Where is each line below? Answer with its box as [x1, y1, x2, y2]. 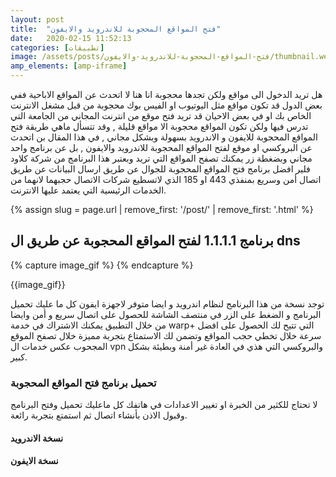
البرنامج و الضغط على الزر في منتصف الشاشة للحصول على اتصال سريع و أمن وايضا [10, 308, 322, 320]
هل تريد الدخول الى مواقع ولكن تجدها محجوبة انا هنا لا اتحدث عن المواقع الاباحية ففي [10, 89, 323, 100]
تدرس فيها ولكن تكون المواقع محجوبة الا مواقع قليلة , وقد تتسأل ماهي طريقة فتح [10, 121, 309, 132]
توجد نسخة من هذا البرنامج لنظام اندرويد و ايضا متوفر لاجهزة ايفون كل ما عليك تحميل [10, 297, 325, 310]
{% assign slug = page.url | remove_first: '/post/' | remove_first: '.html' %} [10, 204, 314, 215]
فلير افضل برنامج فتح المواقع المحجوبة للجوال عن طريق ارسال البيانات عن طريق [10, 163, 311, 175]
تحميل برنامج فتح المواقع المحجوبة [10, 376, 157, 390]
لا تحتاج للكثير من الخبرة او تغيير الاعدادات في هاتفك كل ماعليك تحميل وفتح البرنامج [10, 399, 318, 411]
